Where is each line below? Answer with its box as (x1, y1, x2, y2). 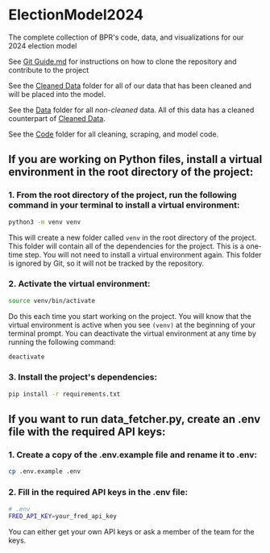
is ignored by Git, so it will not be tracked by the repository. (8, 258, 204, 268)
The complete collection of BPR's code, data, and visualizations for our (8, 32, 244, 42)
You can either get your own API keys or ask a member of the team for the (8, 527, 255, 537)
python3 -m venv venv (8, 218, 81, 226)
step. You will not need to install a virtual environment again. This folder (24, 249, 262, 259)
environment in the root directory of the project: (8, 165, 254, 179)
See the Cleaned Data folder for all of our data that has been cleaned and (8, 81, 252, 90)
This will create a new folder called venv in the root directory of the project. (8, 233, 257, 242)
